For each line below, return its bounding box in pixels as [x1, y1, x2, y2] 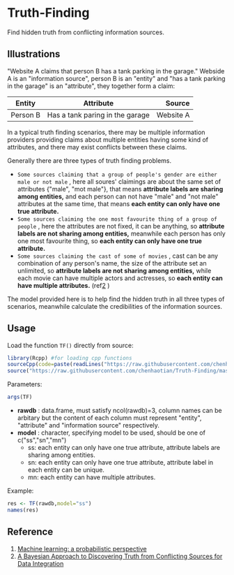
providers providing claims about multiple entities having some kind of [7, 135, 209, 144]
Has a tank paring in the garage [47, 110, 150, 119]
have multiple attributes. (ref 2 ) [17, 281, 110, 289]
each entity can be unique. [27, 466, 104, 474]
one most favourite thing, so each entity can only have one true [17, 236, 202, 245]
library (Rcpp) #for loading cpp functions [7, 354, 132, 361]
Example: [7, 487, 34, 495]
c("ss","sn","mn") [17, 436, 67, 444]
